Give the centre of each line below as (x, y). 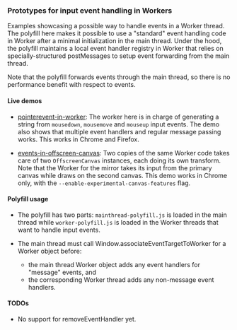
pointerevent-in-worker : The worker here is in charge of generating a (118, 117)
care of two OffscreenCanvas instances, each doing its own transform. (119, 160)
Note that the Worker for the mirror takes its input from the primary (115, 167)
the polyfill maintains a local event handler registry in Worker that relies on (116, 49)
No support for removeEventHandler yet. (77, 319)
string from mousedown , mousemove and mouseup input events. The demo (118, 124)
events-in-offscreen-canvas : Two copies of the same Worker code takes (123, 153)
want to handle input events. (59, 230)
